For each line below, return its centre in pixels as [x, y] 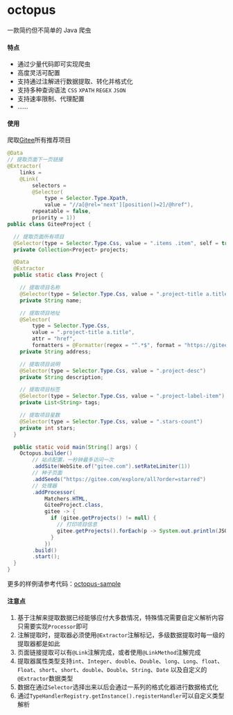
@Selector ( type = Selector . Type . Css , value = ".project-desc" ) [113, 371]
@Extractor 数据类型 [45, 678]
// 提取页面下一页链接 [35, 160]
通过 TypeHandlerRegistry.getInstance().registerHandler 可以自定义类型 [121, 696]
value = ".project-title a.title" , [84, 333]
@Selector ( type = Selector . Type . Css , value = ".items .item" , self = [116, 243]
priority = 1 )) [54, 218]
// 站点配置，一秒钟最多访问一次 [73, 460]
